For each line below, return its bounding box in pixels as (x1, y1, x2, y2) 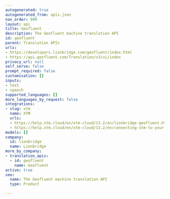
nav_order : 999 (5, 17, 37, 22)
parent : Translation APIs (5, 41, 60, 46)
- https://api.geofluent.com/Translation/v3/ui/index (5, 54, 121, 60)
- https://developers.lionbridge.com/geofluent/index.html (5, 50, 133, 55)
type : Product (10, 182, 39, 187)
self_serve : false (5, 64, 44, 69)
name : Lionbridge (10, 144, 47, 149)
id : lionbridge (10, 139, 42, 144)
